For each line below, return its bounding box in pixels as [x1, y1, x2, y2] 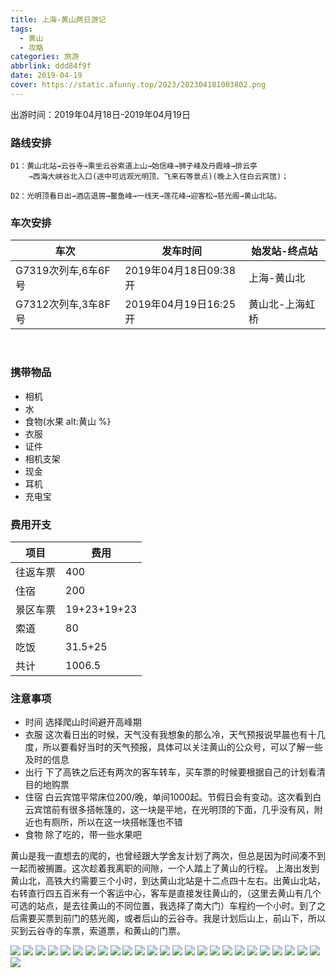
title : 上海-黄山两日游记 [10, 14, 107, 25]
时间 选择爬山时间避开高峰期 [24, 716, 142, 728]
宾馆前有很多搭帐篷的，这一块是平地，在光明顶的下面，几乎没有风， [33, 804, 315, 816]
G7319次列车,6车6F [15, 264, 111, 278]
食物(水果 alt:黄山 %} [24, 415, 112, 427]
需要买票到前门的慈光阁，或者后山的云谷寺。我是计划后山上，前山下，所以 [18, 912, 326, 925]
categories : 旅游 [10, 52, 80, 62]
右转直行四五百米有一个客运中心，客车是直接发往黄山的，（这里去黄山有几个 [10, 887, 322, 900]
